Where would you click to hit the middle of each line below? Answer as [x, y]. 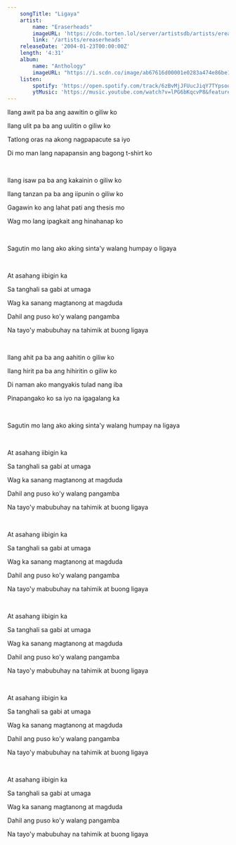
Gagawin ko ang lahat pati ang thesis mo [66, 207]
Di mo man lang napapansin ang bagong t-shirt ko [80, 153]
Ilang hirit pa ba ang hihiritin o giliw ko [62, 371]
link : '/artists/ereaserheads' [78, 40]
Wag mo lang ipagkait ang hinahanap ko [65, 221]
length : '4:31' [42, 53]
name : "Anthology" [59, 66]
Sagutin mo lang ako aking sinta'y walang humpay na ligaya [94, 425]
